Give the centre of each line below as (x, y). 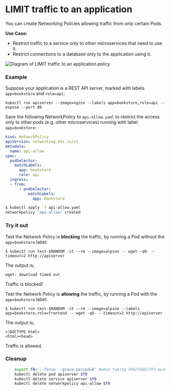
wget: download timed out (33, 274)
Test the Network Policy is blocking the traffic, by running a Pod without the (85, 236)
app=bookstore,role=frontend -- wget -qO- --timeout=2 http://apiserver (84, 313)
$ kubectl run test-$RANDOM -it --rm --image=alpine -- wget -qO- (77, 251)
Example (16, 77)
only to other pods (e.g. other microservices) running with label (72, 122)
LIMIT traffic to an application (69, 9)
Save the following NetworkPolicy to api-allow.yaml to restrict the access (82, 117)
